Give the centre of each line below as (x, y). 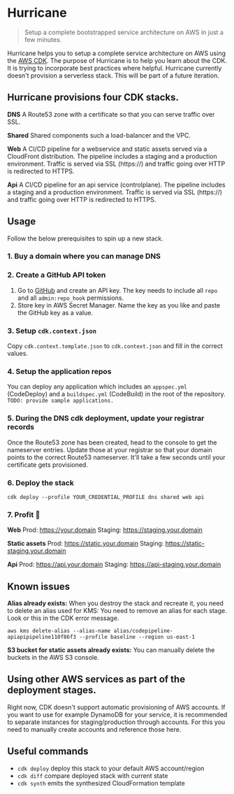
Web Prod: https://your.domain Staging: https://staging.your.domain (105, 530)
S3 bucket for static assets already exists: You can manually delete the (111, 650)
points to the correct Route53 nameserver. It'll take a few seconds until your (116, 457)
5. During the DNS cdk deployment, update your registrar (106, 419)
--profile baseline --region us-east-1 (137, 637)
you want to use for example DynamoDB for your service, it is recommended (117, 714)
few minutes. (43, 39)
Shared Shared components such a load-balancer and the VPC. (99, 135)
